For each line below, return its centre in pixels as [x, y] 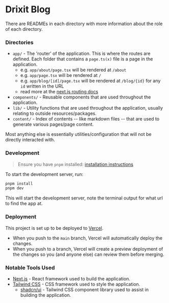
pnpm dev [15, 188]
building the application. [46, 295]
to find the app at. [24, 204]
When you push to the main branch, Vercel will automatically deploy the [88, 238]
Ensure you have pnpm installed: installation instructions [76, 164]
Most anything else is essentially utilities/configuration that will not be [78, 134]
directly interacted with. [30, 140]
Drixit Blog [28, 9]
